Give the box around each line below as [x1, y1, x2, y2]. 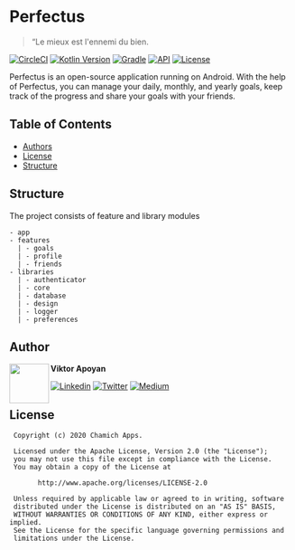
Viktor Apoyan [51, 364, 106, 375]
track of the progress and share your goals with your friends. [9, 90, 236, 101]
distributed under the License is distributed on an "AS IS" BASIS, [13, 502, 277, 512]
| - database [17, 291, 67, 300]
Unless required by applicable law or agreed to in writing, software [13, 495, 284, 504]
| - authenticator [17, 275, 88, 284]
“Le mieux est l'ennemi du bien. [31, 36, 149, 47]
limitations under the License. [13, 534, 135, 544]
